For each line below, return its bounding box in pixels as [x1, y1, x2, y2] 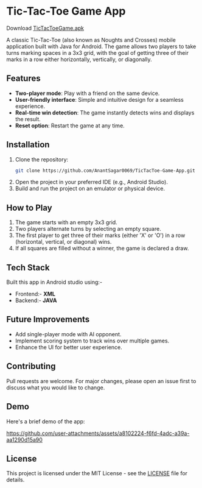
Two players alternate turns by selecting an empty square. [15, 225, 161, 233]
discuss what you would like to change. [6, 384, 105, 391]
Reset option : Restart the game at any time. [15, 122, 125, 129]
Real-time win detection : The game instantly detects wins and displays [15, 108, 195, 116]
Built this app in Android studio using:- [6, 278, 102, 286]
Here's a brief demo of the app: [6, 417, 85, 425]
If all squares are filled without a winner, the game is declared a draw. [15, 245, 189, 252]
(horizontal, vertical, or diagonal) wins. [15, 238, 112, 246]
